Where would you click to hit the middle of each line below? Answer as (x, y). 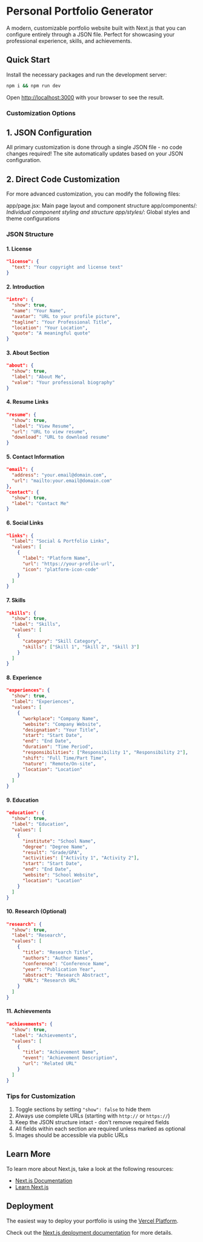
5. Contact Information (35, 456)
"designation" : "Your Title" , (60, 730)
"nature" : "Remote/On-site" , (59, 764)
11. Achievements (29, 1011)
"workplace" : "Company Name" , (60, 718)
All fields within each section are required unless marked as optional (100, 1128)
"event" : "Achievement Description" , (70, 1058)
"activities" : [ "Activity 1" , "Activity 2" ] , (81, 858)
